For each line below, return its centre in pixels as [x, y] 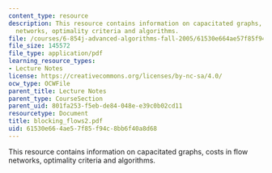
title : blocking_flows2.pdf [56, 121]
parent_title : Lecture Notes [57, 91]
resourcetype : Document [49, 114]
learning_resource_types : [52, 61]
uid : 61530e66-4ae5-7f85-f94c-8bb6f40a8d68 [83, 129]
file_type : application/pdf [56, 53]
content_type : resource [49, 16]
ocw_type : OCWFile [39, 83]
